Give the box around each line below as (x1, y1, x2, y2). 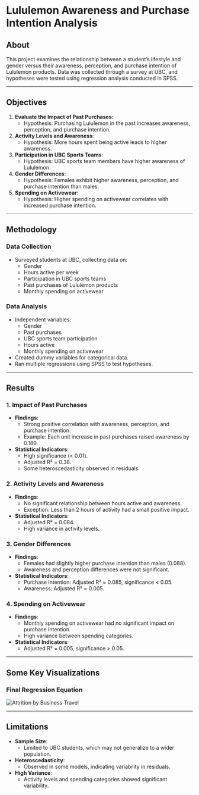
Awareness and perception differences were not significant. (23, 566, 170, 573)
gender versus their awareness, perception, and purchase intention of (6, 62, 177, 69)
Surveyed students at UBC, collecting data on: (14, 256, 128, 263)
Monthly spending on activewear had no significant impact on (23, 619, 175, 627)
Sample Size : (14, 737, 48, 744)
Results (6, 383, 35, 393)
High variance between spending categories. (23, 632, 134, 640)
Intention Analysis (6, 16, 98, 30)
